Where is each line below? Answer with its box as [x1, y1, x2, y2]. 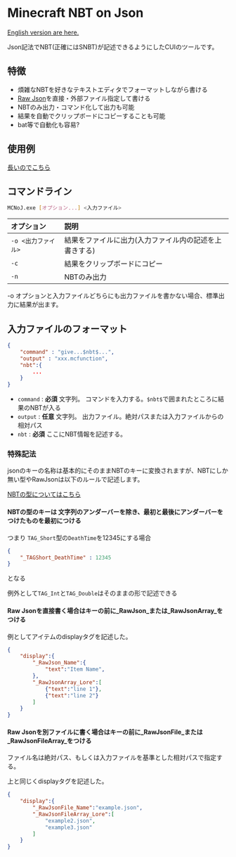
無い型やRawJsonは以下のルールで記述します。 [7, 475, 144, 484]
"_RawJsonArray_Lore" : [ [32, 678, 102, 686]
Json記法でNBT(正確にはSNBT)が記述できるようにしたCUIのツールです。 [7, 42, 218, 51]
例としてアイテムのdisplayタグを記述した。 [7, 632, 132, 640]
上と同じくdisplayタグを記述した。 [7, 777, 108, 785]
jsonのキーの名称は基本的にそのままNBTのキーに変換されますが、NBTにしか [7, 466, 228, 475]
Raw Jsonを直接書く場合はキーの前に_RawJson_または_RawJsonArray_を [7, 606, 223, 614]
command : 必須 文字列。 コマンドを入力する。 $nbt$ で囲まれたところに [17, 395, 218, 404]
